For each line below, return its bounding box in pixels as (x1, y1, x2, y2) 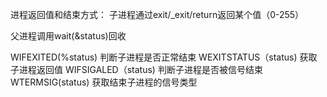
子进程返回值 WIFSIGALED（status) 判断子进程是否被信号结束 (10, 64, 263, 75)
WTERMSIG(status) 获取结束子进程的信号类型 (10, 76, 198, 88)
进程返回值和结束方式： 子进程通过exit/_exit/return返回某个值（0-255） (10, 9, 305, 20)
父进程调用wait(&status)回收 (10, 30, 127, 42)
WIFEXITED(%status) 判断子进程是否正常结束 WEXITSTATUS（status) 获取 (10, 51, 318, 63)
